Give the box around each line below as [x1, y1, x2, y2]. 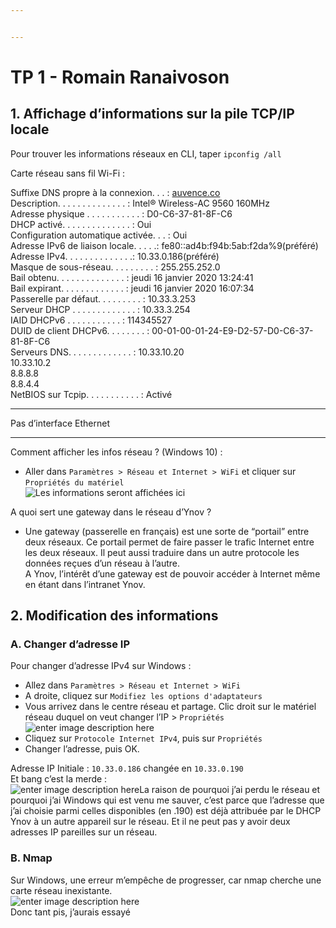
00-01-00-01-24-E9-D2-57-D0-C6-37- [151, 324, 314, 336]
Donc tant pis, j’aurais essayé [10, 906, 131, 918]
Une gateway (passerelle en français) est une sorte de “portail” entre [24, 525, 310, 537]
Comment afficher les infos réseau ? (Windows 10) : [10, 446, 223, 458]
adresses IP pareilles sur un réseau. [10, 826, 158, 838]
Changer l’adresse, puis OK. [24, 743, 140, 755]
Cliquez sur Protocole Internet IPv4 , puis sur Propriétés [24, 732, 263, 745]
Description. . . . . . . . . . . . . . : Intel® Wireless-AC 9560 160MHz [10, 197, 270, 209]
